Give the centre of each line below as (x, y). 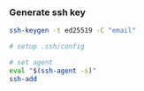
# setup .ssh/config (47, 47)
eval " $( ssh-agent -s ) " (53, 71)
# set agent (31, 63)
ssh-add (23, 79)
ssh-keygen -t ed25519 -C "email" (73, 31)
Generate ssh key (48, 12)
